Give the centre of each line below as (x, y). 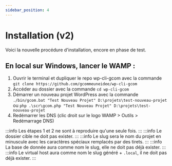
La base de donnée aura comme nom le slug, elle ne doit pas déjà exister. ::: (85, 147)
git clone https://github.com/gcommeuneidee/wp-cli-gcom (75, 84)
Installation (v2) (40, 35)
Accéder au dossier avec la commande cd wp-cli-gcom (71, 89)
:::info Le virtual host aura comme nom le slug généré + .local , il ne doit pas (86, 153)
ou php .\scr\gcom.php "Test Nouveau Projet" (62, 105)
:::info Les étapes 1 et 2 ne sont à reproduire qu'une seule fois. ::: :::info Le (84, 131)
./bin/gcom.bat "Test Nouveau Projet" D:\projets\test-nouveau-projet (90, 101)
